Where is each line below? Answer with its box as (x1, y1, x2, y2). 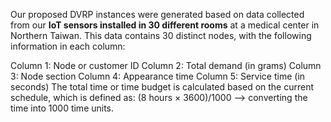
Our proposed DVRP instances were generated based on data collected (10, 9, 305, 20)
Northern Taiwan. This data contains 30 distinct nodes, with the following (10, 30, 312, 41)
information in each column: (10, 40, 126, 52)
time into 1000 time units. (10, 102, 115, 114)
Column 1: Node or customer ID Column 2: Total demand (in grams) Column (10, 60, 322, 71)
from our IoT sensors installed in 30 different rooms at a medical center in (10, 19, 320, 31)
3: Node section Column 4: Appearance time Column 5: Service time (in (10, 70, 306, 82)
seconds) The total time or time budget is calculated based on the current (10, 81, 315, 93)
